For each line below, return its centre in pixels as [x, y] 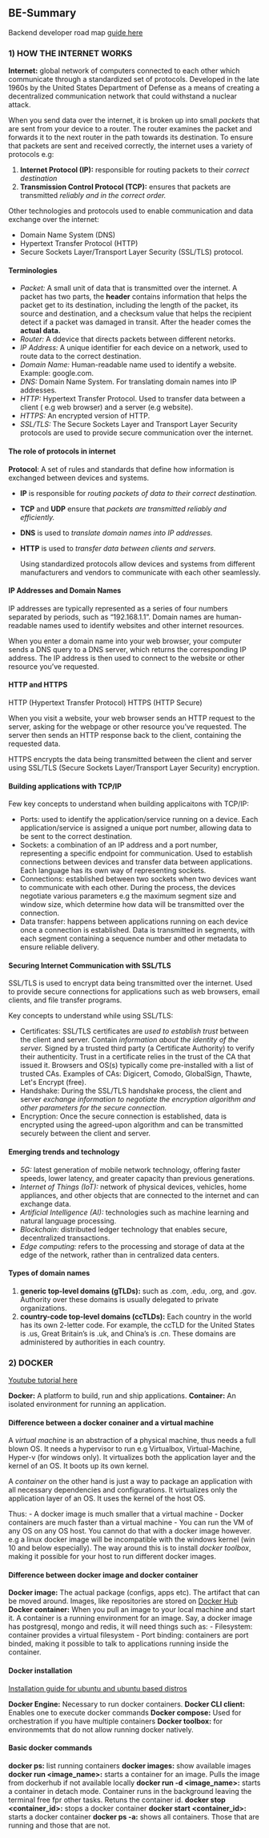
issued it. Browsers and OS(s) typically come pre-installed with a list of [137, 1066]
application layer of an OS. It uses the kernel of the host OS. [107, 1498]
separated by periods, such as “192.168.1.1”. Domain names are [111, 617]
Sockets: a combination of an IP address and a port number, [119, 845]
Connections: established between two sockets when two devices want [138, 879]
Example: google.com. [57, 373]
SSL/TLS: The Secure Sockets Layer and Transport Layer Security [128, 425]
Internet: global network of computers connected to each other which [124, 71]
